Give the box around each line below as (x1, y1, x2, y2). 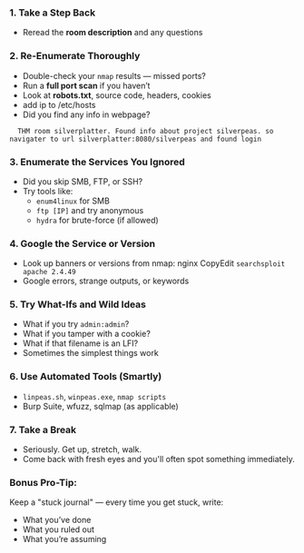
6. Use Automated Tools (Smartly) (9, 370, 162, 383)
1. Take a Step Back (9, 6, 96, 19)
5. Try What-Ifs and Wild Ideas (9, 298, 147, 311)
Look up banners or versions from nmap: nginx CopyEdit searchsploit (22, 258, 286, 269)
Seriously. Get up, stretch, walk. (22, 444, 142, 455)
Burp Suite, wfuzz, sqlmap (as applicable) (22, 400, 179, 411)
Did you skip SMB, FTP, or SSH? (22, 175, 143, 187)
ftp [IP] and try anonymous (35, 204, 144, 215)
